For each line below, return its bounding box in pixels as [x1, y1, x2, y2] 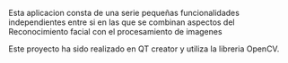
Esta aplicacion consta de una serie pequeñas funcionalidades [8, 8, 240, 18]
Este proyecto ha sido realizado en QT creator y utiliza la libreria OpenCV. [8, 43, 280, 54]
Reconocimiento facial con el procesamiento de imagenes [8, 27, 223, 36]
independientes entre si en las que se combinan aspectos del [8, 17, 235, 28]
